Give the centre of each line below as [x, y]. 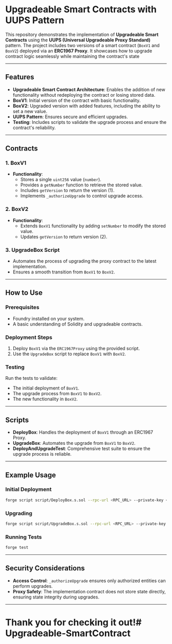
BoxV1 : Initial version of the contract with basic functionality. [77, 100]
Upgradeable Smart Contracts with [81, 9]
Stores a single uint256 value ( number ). [61, 180]
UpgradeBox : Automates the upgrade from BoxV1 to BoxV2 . [74, 443]
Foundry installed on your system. [48, 318]
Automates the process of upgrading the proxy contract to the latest [84, 261]
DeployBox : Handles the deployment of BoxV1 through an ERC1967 [83, 432]
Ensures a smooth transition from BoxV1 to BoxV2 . [64, 272]
